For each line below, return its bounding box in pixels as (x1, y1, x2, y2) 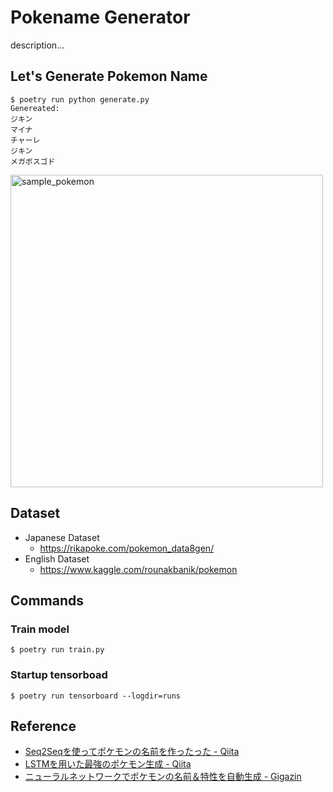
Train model (10, 622, 70, 636)
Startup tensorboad (10, 668, 108, 682)
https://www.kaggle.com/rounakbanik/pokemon (39, 563, 238, 575)
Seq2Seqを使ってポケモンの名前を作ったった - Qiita (24, 746, 240, 758)
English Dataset (24, 552, 90, 565)
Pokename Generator (10, 6, 191, 29)
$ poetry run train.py (10, 645, 105, 655)
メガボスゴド (10, 156, 56, 166)
